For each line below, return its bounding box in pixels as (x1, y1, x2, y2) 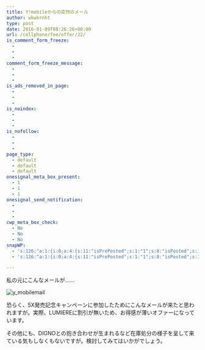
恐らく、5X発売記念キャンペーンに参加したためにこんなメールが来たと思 (6, 301, 189, 309)
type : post (6, 20, 34, 26)
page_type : (6, 151, 34, 157)
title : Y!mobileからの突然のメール (6, 9, 88, 15)
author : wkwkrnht (6, 15, 51, 21)
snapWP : (6, 242, 26, 248)
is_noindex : (6, 105, 37, 112)
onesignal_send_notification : (6, 196, 84, 203)
